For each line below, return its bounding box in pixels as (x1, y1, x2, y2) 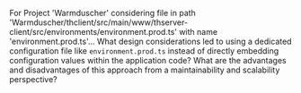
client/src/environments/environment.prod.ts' (9, 27, 178, 37)
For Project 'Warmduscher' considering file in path (9, 8, 196, 18)
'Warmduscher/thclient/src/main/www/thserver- (9, 17, 189, 28)
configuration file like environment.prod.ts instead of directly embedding (9, 46, 279, 56)
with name (179, 27, 218, 37)
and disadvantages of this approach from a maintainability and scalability (9, 64, 280, 75)
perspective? (9, 74, 58, 84)
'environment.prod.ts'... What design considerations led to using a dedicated (9, 36, 292, 46)
